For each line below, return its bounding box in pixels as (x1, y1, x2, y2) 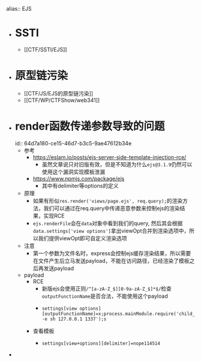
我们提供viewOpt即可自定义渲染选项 (38, 234, 127, 242)
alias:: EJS (6, 5, 32, 12)
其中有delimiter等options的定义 (41, 182, 119, 189)
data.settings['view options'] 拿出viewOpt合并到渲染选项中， (32, 227, 190, 234)
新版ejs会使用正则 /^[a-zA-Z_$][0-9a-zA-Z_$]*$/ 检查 (41, 285, 172, 292)
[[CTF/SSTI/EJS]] (23, 46, 67, 53)
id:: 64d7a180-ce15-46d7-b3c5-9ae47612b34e (14, 139, 132, 146)
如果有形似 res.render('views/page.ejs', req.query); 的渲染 (32, 197, 183, 204)
